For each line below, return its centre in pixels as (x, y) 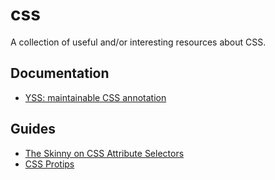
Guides (33, 129)
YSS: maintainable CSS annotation (95, 97)
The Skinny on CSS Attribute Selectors (104, 153)
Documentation (60, 73)
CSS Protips (49, 164)
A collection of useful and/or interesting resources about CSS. (138, 42)
